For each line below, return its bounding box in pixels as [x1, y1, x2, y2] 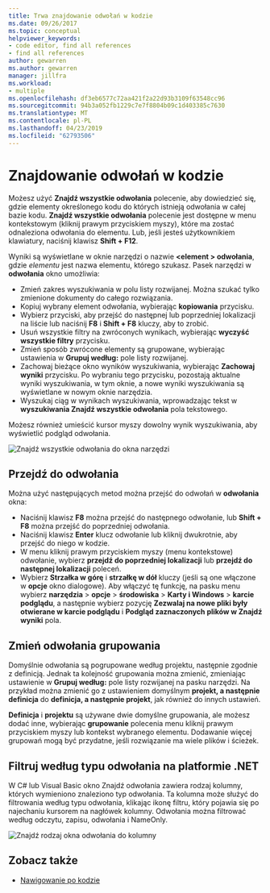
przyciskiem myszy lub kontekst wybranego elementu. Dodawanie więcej [8, 727, 252, 737]
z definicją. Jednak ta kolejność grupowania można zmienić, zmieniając [8, 669, 246, 679]
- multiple [8, 86, 45, 95]
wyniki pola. [19, 616, 62, 625]
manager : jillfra [8, 72, 67, 80]
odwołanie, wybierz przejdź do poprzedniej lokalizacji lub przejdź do [19, 555, 253, 565]
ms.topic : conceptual [8, 27, 81, 35]
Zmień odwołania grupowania [8, 638, 161, 653]
